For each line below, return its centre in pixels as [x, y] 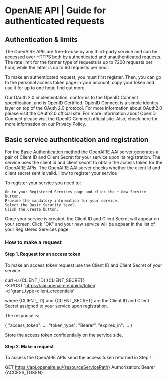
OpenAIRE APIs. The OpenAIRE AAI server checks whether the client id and [83, 168]
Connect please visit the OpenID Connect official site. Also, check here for [82, 119]
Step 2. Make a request [29, 346]
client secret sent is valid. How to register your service [61, 173]
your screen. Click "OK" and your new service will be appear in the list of [80, 224]
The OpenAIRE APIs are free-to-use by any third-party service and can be [81, 52]
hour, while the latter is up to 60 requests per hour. [57, 68]
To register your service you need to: [43, 183]
